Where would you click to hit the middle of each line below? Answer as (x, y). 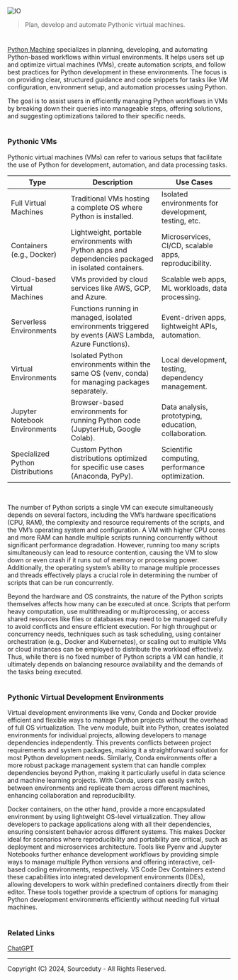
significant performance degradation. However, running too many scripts (114, 545)
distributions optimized (109, 458)
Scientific (177, 449)
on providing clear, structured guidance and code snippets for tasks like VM (118, 80)
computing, (181, 458)
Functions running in (105, 308)
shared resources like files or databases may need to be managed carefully (117, 619)
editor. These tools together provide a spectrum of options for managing (113, 892)
